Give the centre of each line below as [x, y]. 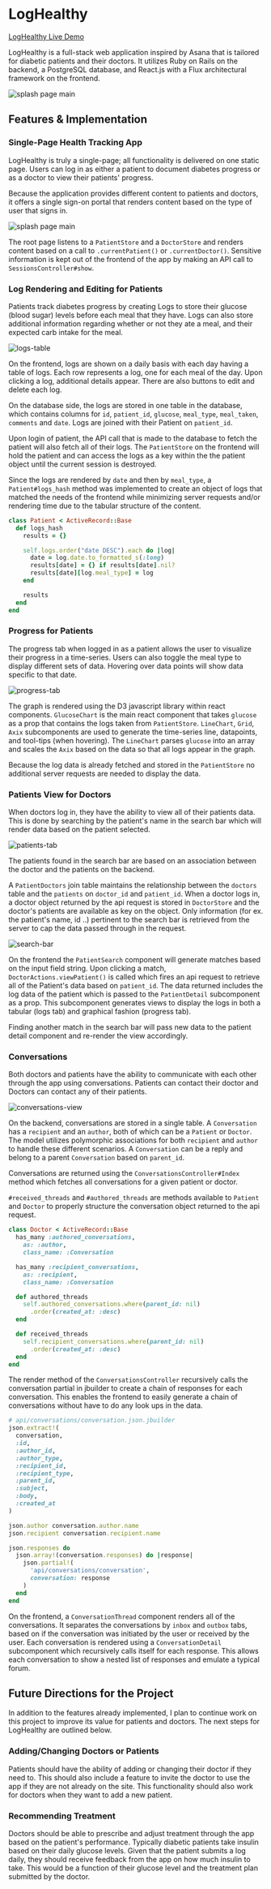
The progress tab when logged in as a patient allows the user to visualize [130, 648]
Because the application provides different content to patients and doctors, [133, 193]
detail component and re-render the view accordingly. [98, 1036]
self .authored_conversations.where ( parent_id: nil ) [112, 1304]
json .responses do [39, 1548]
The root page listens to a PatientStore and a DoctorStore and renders [126, 242]
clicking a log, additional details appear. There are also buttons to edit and [131, 381]
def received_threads [52, 1334]
